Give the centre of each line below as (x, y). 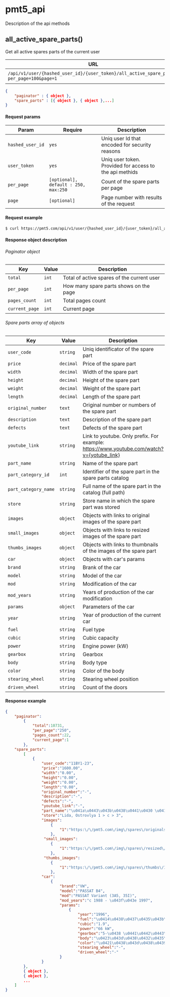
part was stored (101, 507)
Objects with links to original (116, 515)
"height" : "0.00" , (60, 778)
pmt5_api (25, 9)
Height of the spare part (111, 380)
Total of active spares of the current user (112, 278)
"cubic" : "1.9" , (94, 924)
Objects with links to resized (116, 530)
